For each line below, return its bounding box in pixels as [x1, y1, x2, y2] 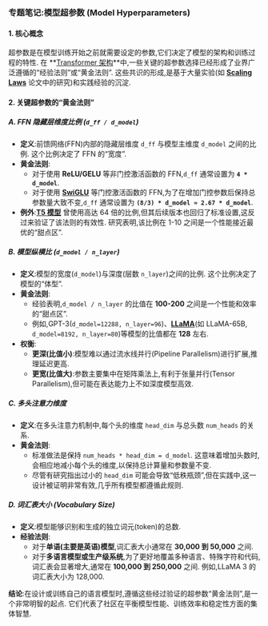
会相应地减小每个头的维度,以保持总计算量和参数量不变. [31, 460, 212, 469]
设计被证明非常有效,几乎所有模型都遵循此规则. [31, 480, 184, 489]
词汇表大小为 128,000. [31, 572, 105, 581]
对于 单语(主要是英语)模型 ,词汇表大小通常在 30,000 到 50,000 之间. [31, 541, 254, 551]
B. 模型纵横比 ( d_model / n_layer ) [8, 247, 120, 257]
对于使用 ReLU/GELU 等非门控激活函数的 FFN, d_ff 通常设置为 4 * [31, 169, 248, 178]
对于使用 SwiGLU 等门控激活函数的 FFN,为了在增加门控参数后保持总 [31, 187, 256, 197]
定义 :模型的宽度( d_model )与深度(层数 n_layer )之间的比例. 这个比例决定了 [19, 269, 258, 278]
